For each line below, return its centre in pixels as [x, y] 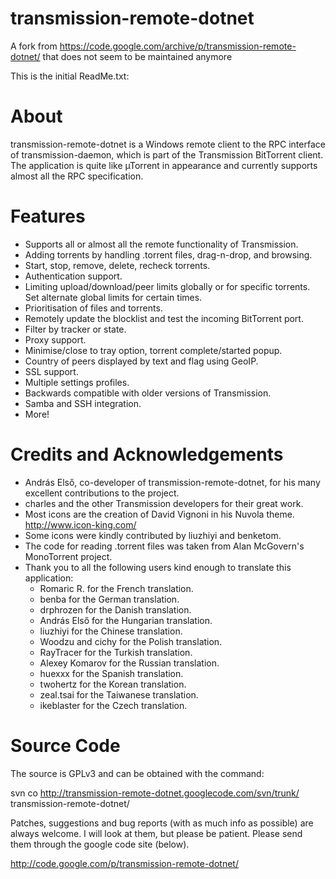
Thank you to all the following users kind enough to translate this [158, 567]
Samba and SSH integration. [83, 403]
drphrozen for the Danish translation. [115, 609]
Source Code [65, 745]
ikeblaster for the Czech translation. [113, 705]
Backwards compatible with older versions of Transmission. [148, 393]
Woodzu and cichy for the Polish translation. [131, 641]
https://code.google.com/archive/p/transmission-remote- [178, 46]
